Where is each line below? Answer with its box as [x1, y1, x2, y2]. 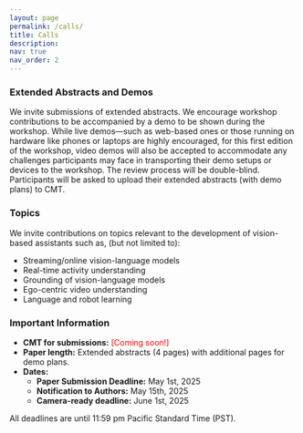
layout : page [9, 13, 59, 23]
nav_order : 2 [9, 56, 59, 65]
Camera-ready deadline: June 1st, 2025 [36, 395, 190, 406]
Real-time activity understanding [22, 264, 146, 275]
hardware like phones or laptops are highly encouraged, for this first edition [9, 136, 294, 147]
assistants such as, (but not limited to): [35, 237, 181, 248]
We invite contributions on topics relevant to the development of [9, 227, 251, 238]
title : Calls [9, 30, 59, 39]
